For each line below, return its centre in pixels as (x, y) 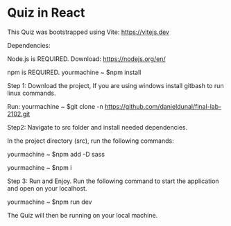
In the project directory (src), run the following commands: (91, 141)
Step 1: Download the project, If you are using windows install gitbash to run (115, 85)
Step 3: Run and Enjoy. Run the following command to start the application (113, 181)
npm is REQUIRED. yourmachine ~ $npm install (74, 72)
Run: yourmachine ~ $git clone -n (55, 106)
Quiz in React (46, 13)
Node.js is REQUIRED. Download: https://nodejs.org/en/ (86, 59)
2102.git (19, 114)
